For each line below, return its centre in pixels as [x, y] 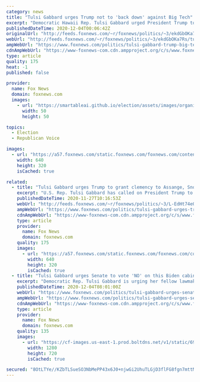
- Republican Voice [36, 138]
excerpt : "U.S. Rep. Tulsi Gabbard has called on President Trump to [105, 193]
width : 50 [34, 111]
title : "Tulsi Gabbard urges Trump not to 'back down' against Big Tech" [100, 17]
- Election [25, 133]
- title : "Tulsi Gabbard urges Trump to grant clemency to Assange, [98, 187]
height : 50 [35, 117]
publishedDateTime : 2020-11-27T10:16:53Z [69, 199]
